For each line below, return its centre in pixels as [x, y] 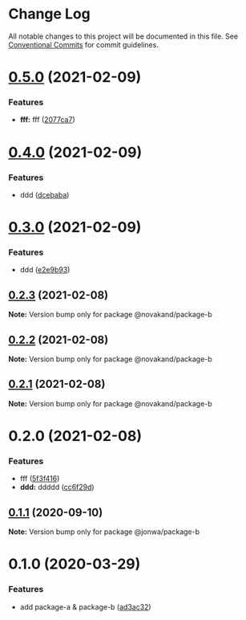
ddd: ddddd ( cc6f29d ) [57, 487]
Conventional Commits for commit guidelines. [83, 44]
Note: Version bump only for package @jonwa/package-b [104, 532]
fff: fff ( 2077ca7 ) [48, 120]
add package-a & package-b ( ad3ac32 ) [85, 606]
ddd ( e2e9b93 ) [45, 270]
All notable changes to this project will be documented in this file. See [123, 36]
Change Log [49, 14]
